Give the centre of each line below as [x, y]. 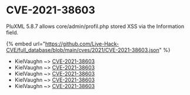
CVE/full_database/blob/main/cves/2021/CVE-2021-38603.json [83, 50]
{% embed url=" [26, 44]
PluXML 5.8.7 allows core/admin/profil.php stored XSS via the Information [95, 26]
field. [12, 32]
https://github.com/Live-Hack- [82, 44]
